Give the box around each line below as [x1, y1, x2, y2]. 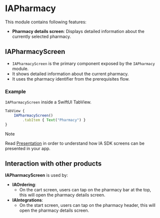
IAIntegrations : [12, 197, 43, 203]
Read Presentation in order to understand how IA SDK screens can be [5, 140, 145, 146]
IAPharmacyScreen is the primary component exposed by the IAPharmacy [12, 60, 155, 66]
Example [5, 88, 26, 95]
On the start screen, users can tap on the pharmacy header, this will [19, 202, 156, 208]
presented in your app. [5, 145, 51, 151]
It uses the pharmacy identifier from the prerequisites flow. [12, 76, 130, 82]
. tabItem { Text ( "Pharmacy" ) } [22, 117, 86, 122]
